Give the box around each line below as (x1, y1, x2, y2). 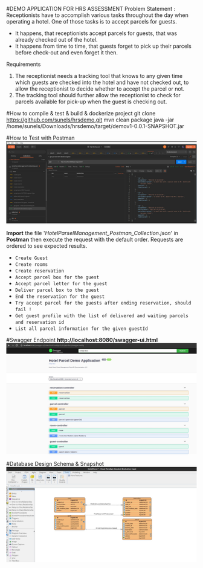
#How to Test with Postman (6, 134, 75, 141)
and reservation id (14, 319, 65, 325)
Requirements (6, 60, 41, 68)
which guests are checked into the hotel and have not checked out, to (14, 79, 189, 86)
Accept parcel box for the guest (14, 274, 100, 280)
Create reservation (14, 268, 65, 274)
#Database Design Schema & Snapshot (6, 460, 105, 467)
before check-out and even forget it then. (14, 49, 118, 56)
